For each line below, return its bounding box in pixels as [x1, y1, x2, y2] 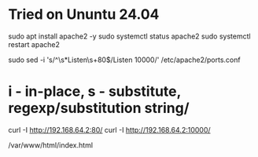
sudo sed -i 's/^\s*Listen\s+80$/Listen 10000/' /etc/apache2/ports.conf [8, 55, 241, 64]
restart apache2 [8, 39, 61, 49]
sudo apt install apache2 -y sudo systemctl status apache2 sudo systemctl [8, 31, 251, 41]
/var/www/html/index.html [8, 140, 93, 150]
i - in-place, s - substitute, [8, 82, 181, 100]
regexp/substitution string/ [8, 100, 190, 117]
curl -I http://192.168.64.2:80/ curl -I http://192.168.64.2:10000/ [8, 125, 211, 134]
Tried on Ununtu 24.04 [8, 5, 160, 24]
